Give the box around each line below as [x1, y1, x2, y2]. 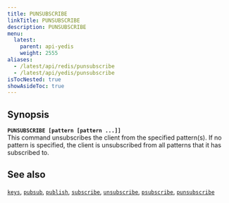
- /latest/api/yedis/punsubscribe [13, 69, 115, 76]
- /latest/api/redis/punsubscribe [13, 63, 115, 70]
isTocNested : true [7, 75, 61, 83]
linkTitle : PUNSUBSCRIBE [7, 17, 80, 24]
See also [7, 168, 46, 180]
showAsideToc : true [7, 82, 65, 90]
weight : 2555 [20, 50, 58, 57]
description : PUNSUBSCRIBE [7, 23, 87, 30]
